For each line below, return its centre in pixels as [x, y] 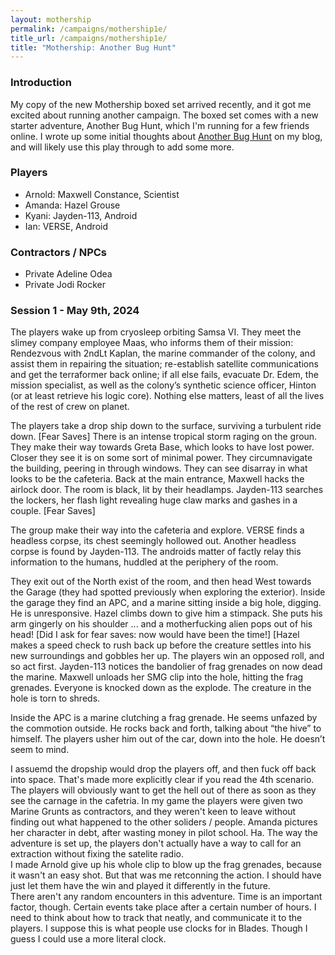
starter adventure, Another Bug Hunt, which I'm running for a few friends [160, 125]
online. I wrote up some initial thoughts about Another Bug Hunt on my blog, [166, 136]
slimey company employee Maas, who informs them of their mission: [152, 343]
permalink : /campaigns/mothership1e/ [89, 29]
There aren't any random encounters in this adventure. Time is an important [166, 897]
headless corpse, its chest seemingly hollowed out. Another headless [153, 541]
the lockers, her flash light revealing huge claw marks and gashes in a [154, 500]
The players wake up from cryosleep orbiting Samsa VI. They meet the [156, 332]
